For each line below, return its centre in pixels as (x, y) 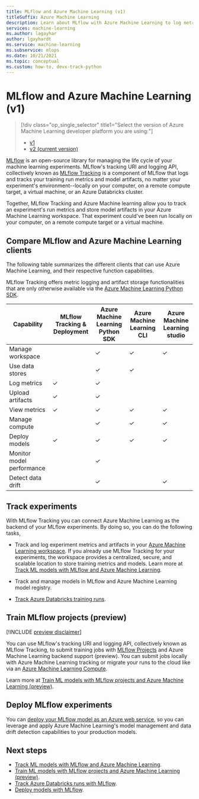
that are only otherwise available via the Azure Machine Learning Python (95, 288)
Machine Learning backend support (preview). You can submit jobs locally (97, 656)
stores (18, 374)
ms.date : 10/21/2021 (32, 56)
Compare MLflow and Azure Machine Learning (94, 241)
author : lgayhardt (29, 39)
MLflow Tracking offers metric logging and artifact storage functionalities (95, 283)
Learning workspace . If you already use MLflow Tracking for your (94, 551)
